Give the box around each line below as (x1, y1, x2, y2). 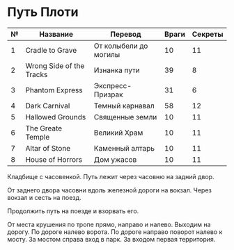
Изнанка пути (93, 65, 141, 75)
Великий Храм (93, 128, 143, 137)
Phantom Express (25, 85, 83, 94)
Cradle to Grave (25, 45, 77, 55)
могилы (93, 49, 120, 59)
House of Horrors (25, 154, 83, 164)
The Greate (25, 123, 63, 133)
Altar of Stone (25, 143, 71, 153)
